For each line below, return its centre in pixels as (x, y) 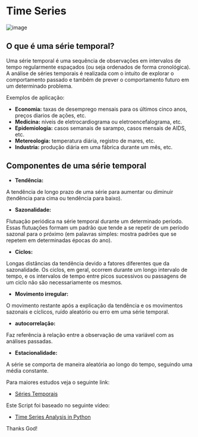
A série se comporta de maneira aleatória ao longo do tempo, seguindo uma (99, 364)
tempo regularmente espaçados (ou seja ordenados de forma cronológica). (98, 67)
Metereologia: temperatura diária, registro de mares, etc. (85, 141)
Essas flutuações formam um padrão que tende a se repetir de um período (98, 227)
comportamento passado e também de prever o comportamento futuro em (98, 79)
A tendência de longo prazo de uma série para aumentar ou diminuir (90, 191)
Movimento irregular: (42, 294)
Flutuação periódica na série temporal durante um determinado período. (95, 221)
